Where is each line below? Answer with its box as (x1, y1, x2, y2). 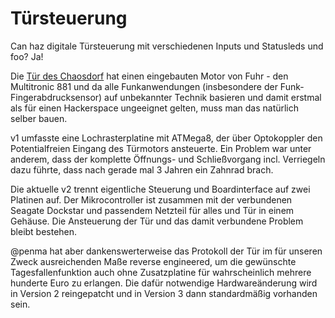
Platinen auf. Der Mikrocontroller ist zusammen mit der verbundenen (10, 193, 293, 206)
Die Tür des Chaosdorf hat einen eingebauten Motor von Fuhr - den (10, 70, 289, 82)
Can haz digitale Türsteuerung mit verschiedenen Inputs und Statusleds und (10, 40, 324, 52)
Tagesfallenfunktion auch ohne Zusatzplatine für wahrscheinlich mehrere (10, 266, 312, 278)
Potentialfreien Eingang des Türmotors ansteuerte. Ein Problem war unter (10, 142, 312, 154)
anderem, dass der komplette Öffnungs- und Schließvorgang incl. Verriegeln (10, 153, 326, 165)
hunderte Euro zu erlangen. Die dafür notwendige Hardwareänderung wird (10, 277, 318, 289)
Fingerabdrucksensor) (10, 91, 103, 103)
